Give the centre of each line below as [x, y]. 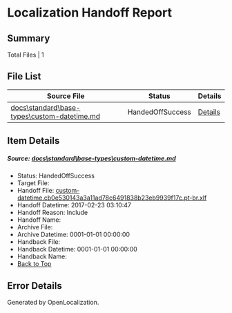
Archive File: [35, 227]
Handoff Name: [39, 220]
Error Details [35, 286]
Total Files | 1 [26, 55]
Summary [29, 38]
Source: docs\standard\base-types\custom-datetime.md [91, 158]
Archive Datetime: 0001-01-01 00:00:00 [73, 235]
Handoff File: [36, 191]
